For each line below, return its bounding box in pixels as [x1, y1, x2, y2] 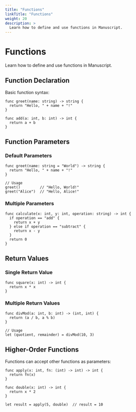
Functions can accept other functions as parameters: [5, 358, 111, 364]
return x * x [9, 284, 36, 289]
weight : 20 [5, 16, 27, 21]
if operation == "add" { [9, 216, 60, 220]
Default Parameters [5, 152, 52, 159]
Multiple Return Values [5, 300, 60, 307]
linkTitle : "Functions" [5, 12, 53, 17]
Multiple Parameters [5, 200, 54, 207]
